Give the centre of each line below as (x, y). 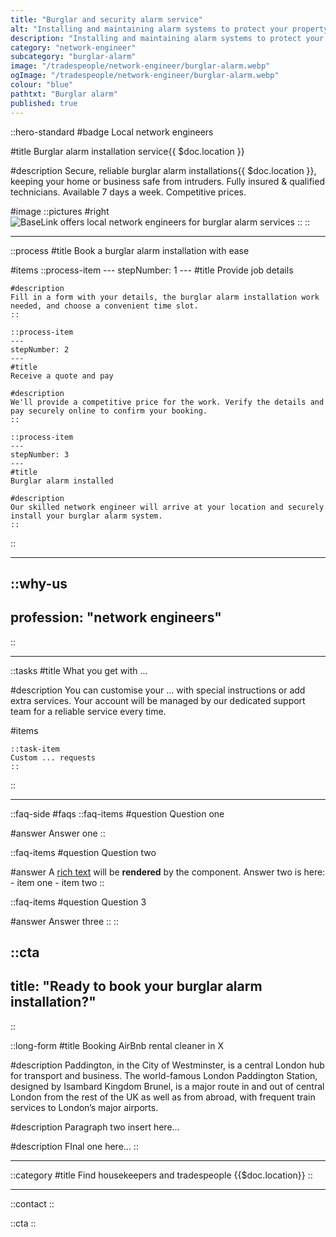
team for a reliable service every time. (88, 711)
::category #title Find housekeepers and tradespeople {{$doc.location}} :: (161, 1175)
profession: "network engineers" (116, 617)
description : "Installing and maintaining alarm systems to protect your (167, 38)
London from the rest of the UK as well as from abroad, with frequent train (163, 1097)
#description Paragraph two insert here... (95, 1127)
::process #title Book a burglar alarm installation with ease (130, 250)
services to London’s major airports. (84, 1107)
